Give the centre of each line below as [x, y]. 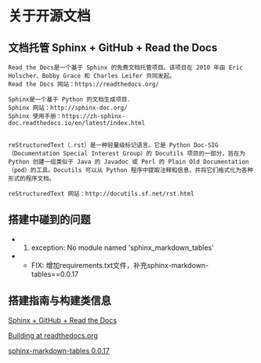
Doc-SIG [206, 145]
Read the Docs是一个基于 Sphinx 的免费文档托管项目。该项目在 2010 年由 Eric [125, 68]
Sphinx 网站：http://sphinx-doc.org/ [68, 108]
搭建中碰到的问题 [49, 220]
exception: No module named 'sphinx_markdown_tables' [122, 247]
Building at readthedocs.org [53, 335]
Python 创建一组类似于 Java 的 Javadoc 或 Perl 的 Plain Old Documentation [129, 162]
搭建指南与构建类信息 [60, 301]
